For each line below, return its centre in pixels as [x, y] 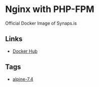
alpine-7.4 [23, 79]
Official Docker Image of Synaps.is [41, 23]
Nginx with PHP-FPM [50, 9]
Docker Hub [25, 51]
